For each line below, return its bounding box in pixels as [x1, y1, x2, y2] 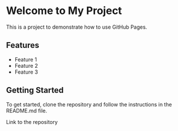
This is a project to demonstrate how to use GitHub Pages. [6, 23, 147, 30]
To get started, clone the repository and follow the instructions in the [6, 101, 172, 108]
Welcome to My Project [6, 4, 122, 18]
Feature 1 [14, 56, 37, 63]
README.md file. [6, 107, 48, 114]
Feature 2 [14, 62, 38, 69]
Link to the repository [6, 118, 58, 125]
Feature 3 [14, 68, 38, 75]
